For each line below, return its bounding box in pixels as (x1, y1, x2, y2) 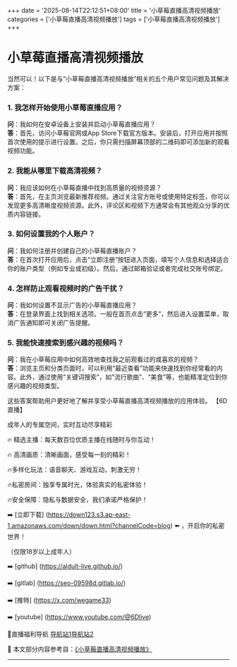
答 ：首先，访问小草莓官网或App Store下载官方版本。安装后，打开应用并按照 (7, 129, 228, 138)
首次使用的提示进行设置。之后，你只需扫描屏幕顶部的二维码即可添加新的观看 (7, 138, 230, 146)
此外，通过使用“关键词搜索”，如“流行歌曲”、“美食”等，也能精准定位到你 (19, 373, 228, 381)
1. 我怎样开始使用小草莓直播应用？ (7, 102, 123, 112)
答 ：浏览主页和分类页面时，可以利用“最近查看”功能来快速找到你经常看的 (7, 364, 217, 373)
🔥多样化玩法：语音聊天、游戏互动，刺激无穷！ (7, 465, 142, 474)
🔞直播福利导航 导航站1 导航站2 (7, 630, 94, 639)
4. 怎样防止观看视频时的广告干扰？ (7, 283, 125, 293)
